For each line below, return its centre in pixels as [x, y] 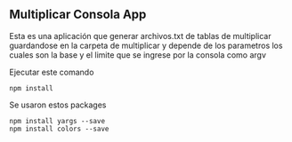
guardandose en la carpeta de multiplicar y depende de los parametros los [146, 45]
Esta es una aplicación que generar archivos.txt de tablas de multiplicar [140, 35]
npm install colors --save [59, 129]
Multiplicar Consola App [78, 15]
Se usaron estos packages [58, 105]
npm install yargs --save [57, 121]
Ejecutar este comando [52, 72]
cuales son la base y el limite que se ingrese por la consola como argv [138, 55]
